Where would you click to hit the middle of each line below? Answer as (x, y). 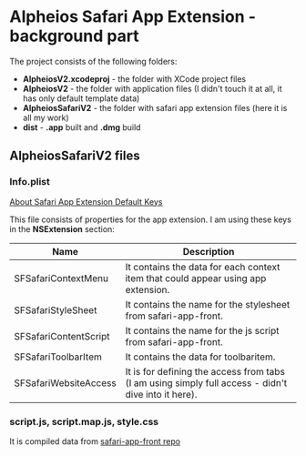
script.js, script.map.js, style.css (84, 421)
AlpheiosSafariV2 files (75, 156)
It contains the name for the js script (202, 330)
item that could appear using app (196, 278)
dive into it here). (161, 394)
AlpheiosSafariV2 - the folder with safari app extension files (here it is (155, 107)
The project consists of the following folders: (93, 61)
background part (74, 36)
